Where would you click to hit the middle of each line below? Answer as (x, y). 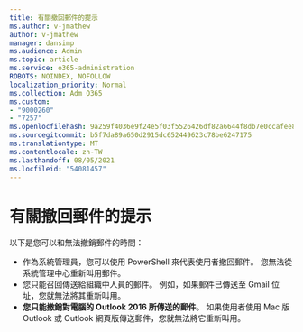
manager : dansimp (42, 43)
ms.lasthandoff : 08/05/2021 (62, 160)
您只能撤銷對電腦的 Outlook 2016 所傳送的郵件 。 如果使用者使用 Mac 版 (156, 307)
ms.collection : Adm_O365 (56, 93)
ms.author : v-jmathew (50, 26)
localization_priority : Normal (68, 85)
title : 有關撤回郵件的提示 (54, 18)
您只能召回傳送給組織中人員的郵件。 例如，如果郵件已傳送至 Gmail (146, 284)
